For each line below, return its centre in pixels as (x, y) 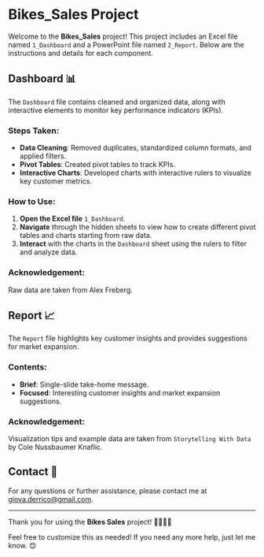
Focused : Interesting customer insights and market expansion (120, 392)
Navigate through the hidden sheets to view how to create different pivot (137, 227)
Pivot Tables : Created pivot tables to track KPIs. (97, 165)
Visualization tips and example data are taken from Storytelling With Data (130, 439)
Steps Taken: (34, 130)
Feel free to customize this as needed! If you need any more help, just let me (132, 537)
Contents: (27, 367)
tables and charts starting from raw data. (86, 236)
